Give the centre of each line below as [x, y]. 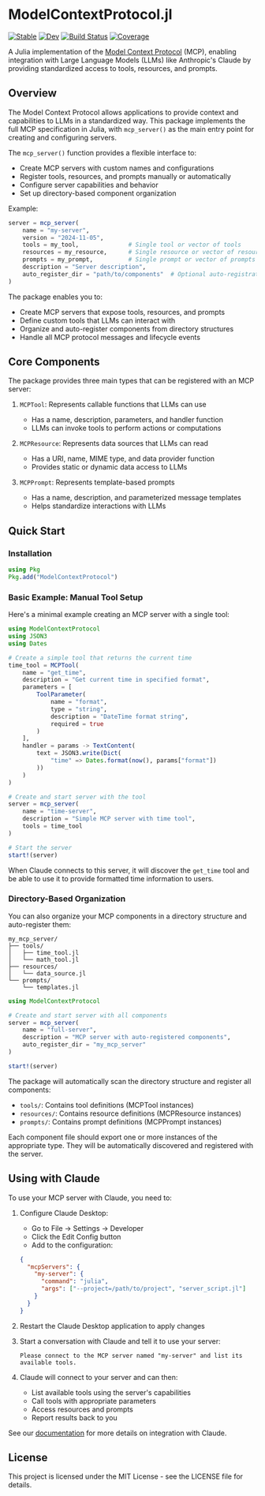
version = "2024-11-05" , [63, 237]
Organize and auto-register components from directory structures [127, 328]
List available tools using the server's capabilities [111, 1392]
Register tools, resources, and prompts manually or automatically [125, 176]
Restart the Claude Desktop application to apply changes [112, 1326]
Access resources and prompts [82, 1409]
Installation [30, 553]
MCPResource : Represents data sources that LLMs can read [114, 443]
